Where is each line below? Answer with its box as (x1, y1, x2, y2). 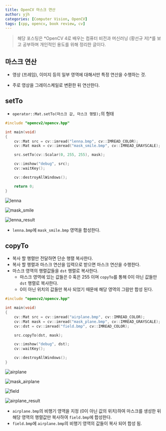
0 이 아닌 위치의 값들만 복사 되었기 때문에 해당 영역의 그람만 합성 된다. (19, 287, 154, 292)
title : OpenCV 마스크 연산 (5, 7, 56, 12)
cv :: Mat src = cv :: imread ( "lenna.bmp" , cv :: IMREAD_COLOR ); (14, 139, 139, 144)
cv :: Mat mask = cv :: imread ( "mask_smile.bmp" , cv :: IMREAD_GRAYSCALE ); (14, 144, 161, 148)
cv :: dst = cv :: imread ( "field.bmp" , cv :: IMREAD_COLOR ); (14, 324, 130, 329)
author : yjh (5, 12, 30, 17)
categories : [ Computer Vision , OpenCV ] (5, 16, 88, 21)
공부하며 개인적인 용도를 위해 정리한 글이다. (22, 42, 107, 48)
